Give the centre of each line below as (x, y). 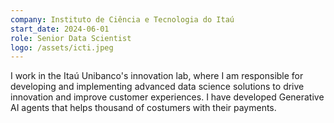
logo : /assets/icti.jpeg (62, 47)
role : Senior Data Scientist (71, 38)
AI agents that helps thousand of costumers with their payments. (143, 108)
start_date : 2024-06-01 (60, 29)
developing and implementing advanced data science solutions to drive (157, 87)
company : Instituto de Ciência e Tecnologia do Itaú (122, 19)
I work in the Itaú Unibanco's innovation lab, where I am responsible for (157, 76)
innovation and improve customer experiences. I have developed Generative (167, 97)
